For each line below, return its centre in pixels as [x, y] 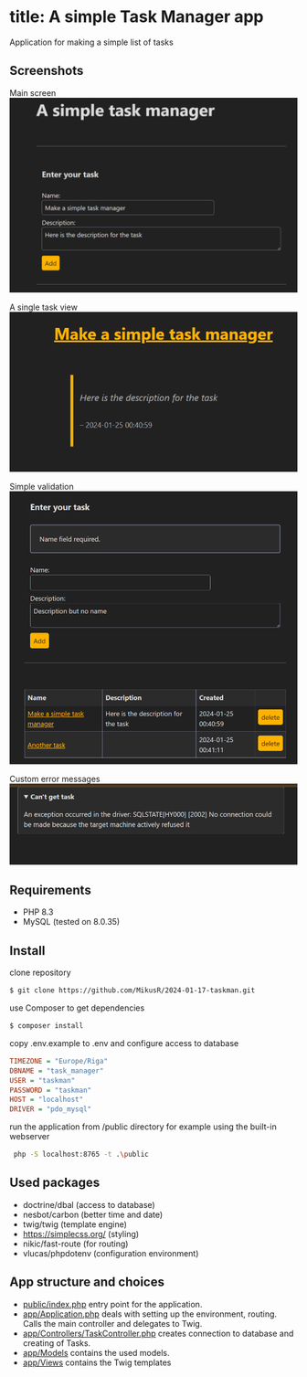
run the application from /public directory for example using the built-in [143, 1127]
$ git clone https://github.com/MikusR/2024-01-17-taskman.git [132, 990]
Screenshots [47, 71]
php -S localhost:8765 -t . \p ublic [81, 1155]
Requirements [50, 890]
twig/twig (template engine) [75, 1224]
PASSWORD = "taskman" [51, 1090]
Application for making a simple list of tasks [91, 42]
